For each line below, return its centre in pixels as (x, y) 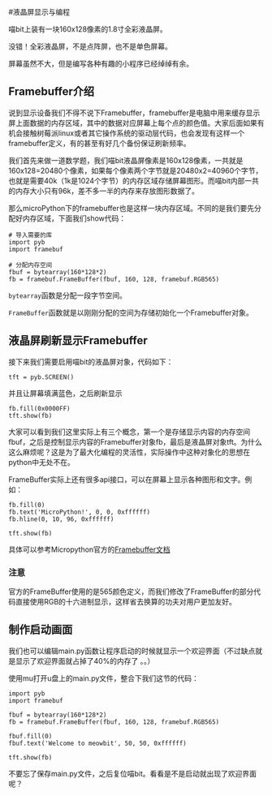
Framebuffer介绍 (52, 92)
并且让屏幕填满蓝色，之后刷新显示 (65, 393)
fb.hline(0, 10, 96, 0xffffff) (61, 519)
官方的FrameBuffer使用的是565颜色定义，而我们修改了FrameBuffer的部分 (131, 592)
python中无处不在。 (41, 462)
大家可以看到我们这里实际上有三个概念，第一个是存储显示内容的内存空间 (129, 432)
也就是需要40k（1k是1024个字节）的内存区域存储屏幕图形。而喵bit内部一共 (134, 180)
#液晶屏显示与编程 (39, 12)
